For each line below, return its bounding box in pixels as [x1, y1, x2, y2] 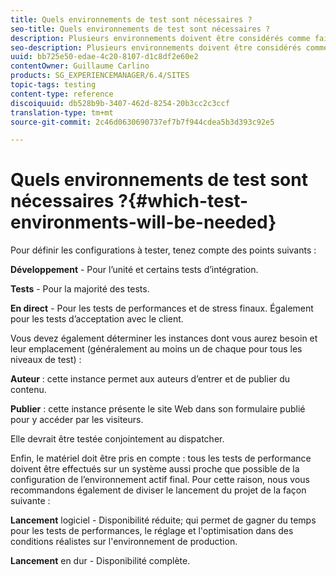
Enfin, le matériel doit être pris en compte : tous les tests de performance [10, 452, 312, 465]
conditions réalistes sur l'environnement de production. [10, 536, 238, 548]
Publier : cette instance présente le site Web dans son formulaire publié [10, 403, 306, 415]
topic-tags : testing [10, 80, 97, 90]
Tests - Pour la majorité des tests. [10, 283, 150, 295]
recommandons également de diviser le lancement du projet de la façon [10, 484, 307, 496]
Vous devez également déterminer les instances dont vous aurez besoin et [10, 332, 318, 345]
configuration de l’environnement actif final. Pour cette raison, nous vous [10, 474, 311, 486]
